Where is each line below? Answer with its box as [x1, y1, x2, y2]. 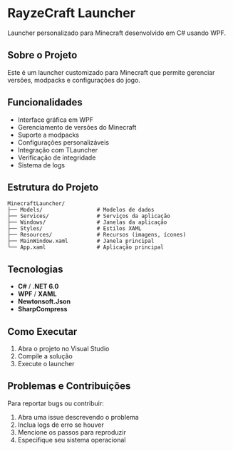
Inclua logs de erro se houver [17, 420, 105, 429]
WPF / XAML [17, 290, 57, 299]
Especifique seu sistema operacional [17, 435, 126, 444]
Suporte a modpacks [17, 130, 80, 139]
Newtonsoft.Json [17, 297, 71, 306]
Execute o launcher [17, 360, 75, 368]
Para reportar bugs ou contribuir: [7, 399, 105, 408]
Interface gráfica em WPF [17, 115, 94, 124]
